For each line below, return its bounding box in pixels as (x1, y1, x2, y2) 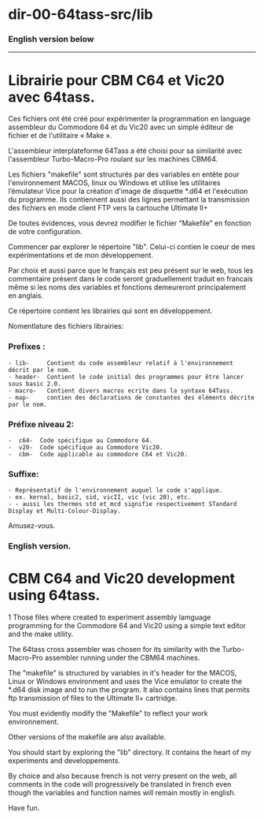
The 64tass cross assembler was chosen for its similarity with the (8, 645, 221, 654)
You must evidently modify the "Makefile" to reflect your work (8, 709, 208, 718)
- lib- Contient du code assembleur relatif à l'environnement (8, 359, 234, 367)
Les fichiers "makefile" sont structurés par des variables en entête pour (8, 169, 240, 179)
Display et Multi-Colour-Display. (8, 507, 122, 516)
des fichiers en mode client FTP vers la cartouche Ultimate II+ (8, 203, 208, 213)
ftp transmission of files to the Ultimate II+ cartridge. (8, 694, 178, 703)
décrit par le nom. (8, 366, 72, 374)
